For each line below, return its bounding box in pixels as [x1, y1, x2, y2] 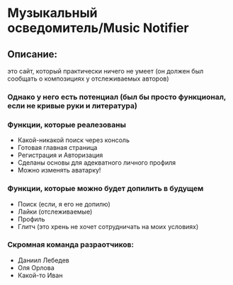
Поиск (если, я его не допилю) [17, 199, 111, 208]
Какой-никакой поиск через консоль [17, 136, 130, 144]
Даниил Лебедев [17, 256, 69, 264]
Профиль [17, 214, 45, 223]
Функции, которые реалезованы [7, 120, 126, 129]
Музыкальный [7, 5, 98, 21]
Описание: [7, 48, 58, 60]
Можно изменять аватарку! [17, 166, 101, 175]
